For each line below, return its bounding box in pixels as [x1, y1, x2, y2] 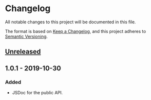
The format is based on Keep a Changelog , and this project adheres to [5, 28, 146, 34]
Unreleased [5, 48, 41, 56]
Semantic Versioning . [5, 33, 48, 39]
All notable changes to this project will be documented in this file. [5, 19, 136, 25]
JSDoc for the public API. [12, 90, 63, 96]
